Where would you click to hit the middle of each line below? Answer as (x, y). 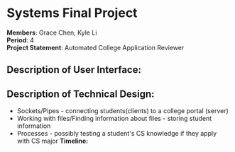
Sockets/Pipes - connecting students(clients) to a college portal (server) (122, 111)
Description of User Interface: (74, 70)
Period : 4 (21, 40)
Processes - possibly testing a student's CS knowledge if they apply (117, 134)
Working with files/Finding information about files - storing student (114, 119)
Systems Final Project (72, 13)
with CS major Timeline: (53, 141)
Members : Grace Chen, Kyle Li (52, 33)
